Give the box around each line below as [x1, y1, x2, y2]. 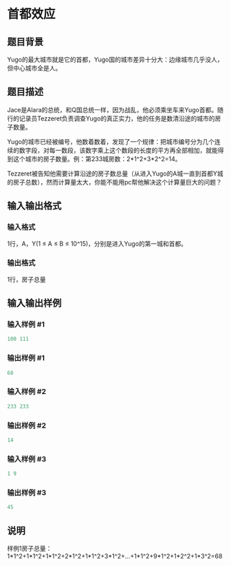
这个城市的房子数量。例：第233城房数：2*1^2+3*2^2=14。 [12, 154, 181, 163]
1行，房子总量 [7, 275, 46, 283]
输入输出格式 [7, 200, 62, 212]
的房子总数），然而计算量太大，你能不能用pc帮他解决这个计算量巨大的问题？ [7, 178, 222, 186]
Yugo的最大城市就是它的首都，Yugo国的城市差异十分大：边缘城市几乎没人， [7, 56, 223, 63]
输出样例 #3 [7, 488, 47, 497]
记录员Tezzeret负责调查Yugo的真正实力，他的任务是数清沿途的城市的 [19, 114, 215, 123]
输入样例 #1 [7, 319, 45, 329]
